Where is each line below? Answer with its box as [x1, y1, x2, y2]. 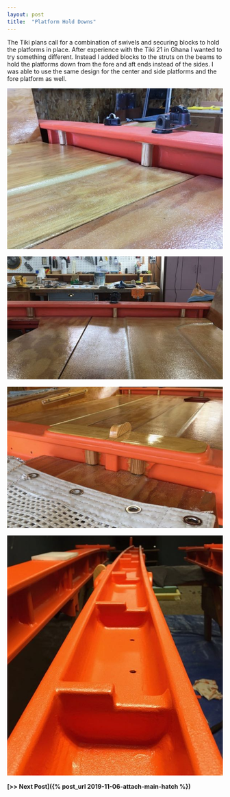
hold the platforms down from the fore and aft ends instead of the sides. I [7, 60, 214, 68]
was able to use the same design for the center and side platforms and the [7, 67, 217, 75]
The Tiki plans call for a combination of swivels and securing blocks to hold [7, 38, 220, 46]
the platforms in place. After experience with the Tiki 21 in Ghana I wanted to [7, 45, 222, 53]
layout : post [7, 11, 44, 18]
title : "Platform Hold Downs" [7, 18, 97, 25]
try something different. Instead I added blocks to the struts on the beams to [7, 52, 222, 61]
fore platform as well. [7, 74, 67, 82]
